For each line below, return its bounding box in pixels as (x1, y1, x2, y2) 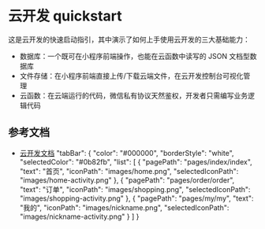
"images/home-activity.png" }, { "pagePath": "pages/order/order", (19, 175, 235, 185)
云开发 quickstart (8, 7, 122, 25)
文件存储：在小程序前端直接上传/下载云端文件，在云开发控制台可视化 (19, 71, 244, 80)
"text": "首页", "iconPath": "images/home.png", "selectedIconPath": (19, 166, 239, 175)
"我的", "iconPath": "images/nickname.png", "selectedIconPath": (19, 202, 230, 212)
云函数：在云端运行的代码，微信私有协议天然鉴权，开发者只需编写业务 (19, 90, 248, 100)
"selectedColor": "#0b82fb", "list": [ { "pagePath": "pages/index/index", (19, 157, 252, 166)
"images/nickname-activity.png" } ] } (19, 212, 140, 221)
